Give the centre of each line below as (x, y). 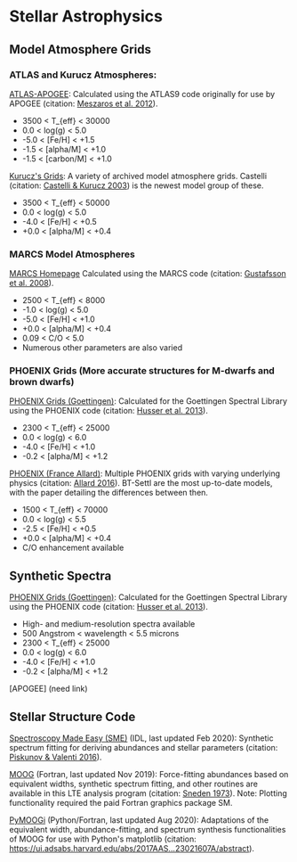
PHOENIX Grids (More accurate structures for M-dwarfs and (142, 371)
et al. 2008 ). (32, 283)
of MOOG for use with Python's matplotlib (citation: (103, 839)
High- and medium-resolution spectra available (108, 624)
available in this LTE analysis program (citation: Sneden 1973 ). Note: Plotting (148, 793)
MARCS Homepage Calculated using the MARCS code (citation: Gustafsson (148, 274)
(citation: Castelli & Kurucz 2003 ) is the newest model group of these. (136, 185)
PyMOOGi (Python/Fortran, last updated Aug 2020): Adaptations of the (139, 820)
